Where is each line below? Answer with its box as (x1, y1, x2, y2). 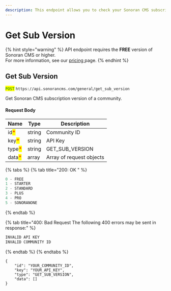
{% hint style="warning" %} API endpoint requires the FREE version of (5, 46, 153, 53)
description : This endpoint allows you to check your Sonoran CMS (5, 7, 149, 13)
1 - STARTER (5, 181, 31, 186)
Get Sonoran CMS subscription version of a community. (5, 95, 122, 102)
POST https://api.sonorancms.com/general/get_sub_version (5, 86, 130, 92)
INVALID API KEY (5, 234, 40, 240)
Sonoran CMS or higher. (5, 52, 56, 58)
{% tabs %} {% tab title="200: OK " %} (5, 166, 88, 173)
